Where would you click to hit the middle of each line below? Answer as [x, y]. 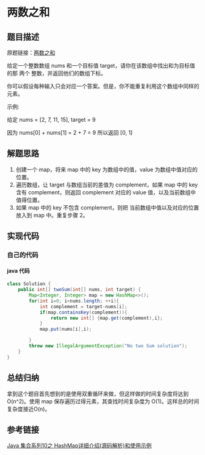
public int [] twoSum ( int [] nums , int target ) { [79, 290]
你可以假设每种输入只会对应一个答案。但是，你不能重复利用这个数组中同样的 [103, 86]
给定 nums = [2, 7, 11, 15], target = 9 [52, 120]
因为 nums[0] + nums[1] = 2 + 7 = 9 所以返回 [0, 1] [70, 132]
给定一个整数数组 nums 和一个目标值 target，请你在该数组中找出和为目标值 [101, 65]
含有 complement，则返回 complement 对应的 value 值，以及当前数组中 [106, 192]
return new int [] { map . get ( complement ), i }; [107, 318]
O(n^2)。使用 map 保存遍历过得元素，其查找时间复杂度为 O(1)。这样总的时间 [103, 401]
